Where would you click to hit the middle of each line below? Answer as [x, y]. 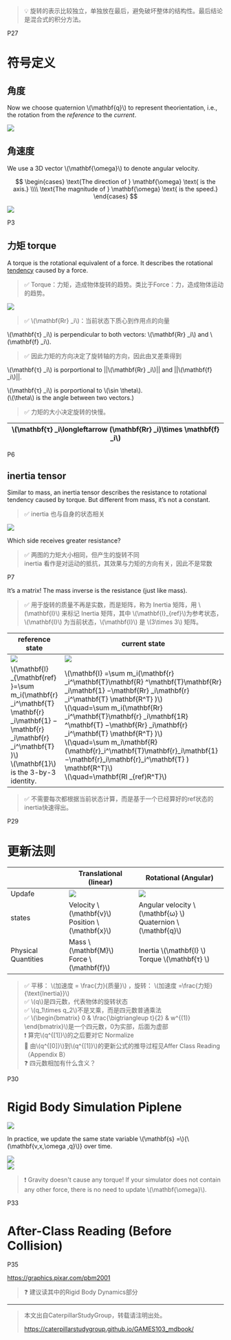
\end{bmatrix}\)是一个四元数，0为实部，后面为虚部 [96, 1027]
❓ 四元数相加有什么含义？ [60, 1063]
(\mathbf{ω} [158, 914]
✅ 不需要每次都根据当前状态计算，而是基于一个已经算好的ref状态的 [119, 799]
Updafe [23, 894]
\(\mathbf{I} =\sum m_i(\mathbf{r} [119, 673]
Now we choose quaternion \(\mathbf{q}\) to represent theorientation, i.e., [112, 107]
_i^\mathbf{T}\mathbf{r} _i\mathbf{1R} [126, 717]
